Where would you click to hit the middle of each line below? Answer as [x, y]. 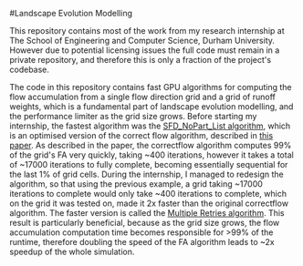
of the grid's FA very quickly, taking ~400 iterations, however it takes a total [151, 155]
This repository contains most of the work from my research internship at [147, 31]
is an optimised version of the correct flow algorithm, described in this [141, 135]
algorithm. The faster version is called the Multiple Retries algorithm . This [147, 213]
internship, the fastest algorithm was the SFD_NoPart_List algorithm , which [150, 126]
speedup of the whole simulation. [72, 251]
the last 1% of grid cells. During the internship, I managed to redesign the [147, 174]
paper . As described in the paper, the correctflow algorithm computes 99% [151, 145]
